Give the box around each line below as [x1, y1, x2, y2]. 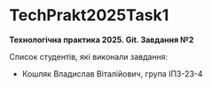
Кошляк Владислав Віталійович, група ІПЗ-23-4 [21, 68, 203, 79]
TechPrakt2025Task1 [9, 5, 169, 26]
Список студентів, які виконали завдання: [9, 51, 169, 62]
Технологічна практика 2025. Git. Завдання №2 [9, 34, 194, 45]
